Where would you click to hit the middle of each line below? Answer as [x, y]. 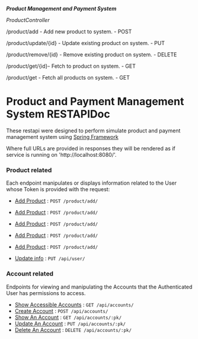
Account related [30, 274]
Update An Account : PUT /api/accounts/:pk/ [70, 324]
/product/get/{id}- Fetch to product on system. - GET [71, 66]
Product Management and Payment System [61, 9]
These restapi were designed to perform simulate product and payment [93, 131]
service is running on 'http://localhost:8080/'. [61, 154]
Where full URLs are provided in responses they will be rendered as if [91, 148]
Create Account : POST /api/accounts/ [61, 311]
